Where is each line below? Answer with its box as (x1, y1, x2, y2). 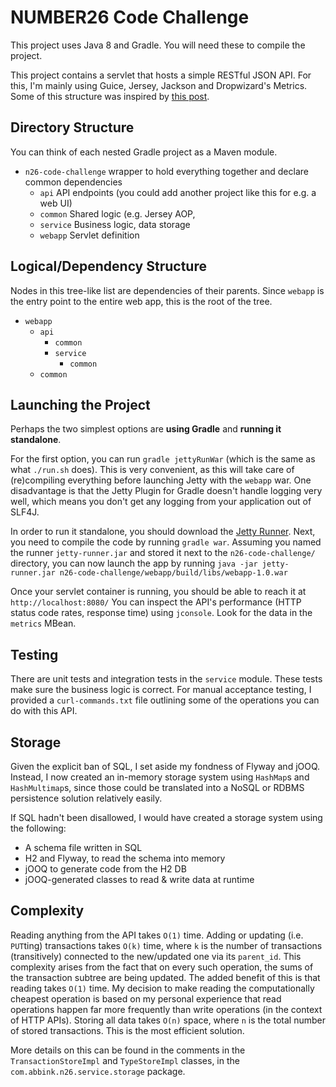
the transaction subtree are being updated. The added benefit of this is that (10, 971, 321, 983)
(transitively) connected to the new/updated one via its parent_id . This (10, 950, 302, 962)
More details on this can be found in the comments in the (10, 1044, 246, 1056)
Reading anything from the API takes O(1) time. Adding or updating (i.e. (10, 929, 304, 941)
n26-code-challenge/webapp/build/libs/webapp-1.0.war (59, 568, 288, 578)
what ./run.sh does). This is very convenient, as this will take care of (10, 464, 295, 476)
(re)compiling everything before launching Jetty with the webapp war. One (10, 474, 312, 486)
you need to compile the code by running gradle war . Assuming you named (10, 536, 322, 548)
